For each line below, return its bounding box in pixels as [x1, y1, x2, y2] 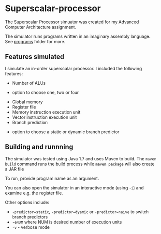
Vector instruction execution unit [12, 114, 77, 120]
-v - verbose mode [12, 224, 50, 230]
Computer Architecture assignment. [5, 24, 76, 30]
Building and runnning [5, 143, 73, 151]
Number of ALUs [12, 80, 46, 86]
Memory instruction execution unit [12, 109, 81, 115]
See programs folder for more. [5, 38, 66, 44]
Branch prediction [12, 119, 48, 125]
